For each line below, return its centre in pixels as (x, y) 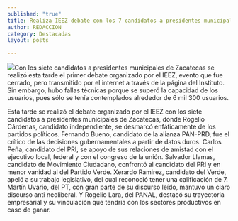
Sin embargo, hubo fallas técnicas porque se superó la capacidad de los (113, 90)
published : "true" (34, 14)
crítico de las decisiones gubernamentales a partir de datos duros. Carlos (114, 142)
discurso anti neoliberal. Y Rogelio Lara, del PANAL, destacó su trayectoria (116, 195)
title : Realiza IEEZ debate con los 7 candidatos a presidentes (104, 21)
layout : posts (28, 41)
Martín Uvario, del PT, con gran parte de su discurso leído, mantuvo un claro (119, 187)
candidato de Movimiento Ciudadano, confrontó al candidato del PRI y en (114, 165)
